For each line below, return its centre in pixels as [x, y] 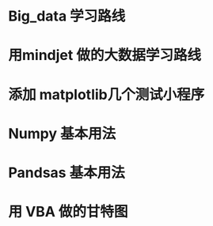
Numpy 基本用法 [62, 133]
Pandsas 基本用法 [67, 173]
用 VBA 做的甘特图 [68, 212]
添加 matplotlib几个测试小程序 [106, 94]
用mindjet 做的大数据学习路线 [105, 55]
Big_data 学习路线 [67, 16]
